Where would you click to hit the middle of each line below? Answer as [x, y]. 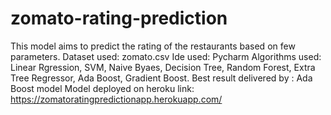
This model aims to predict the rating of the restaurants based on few [153, 46]
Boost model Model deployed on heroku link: [102, 88]
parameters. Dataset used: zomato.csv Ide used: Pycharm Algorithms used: [166, 56]
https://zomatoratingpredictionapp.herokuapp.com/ [116, 99]
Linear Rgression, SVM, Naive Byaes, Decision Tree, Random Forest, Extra [163, 67]
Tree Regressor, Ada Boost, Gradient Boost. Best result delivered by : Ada [161, 78]
